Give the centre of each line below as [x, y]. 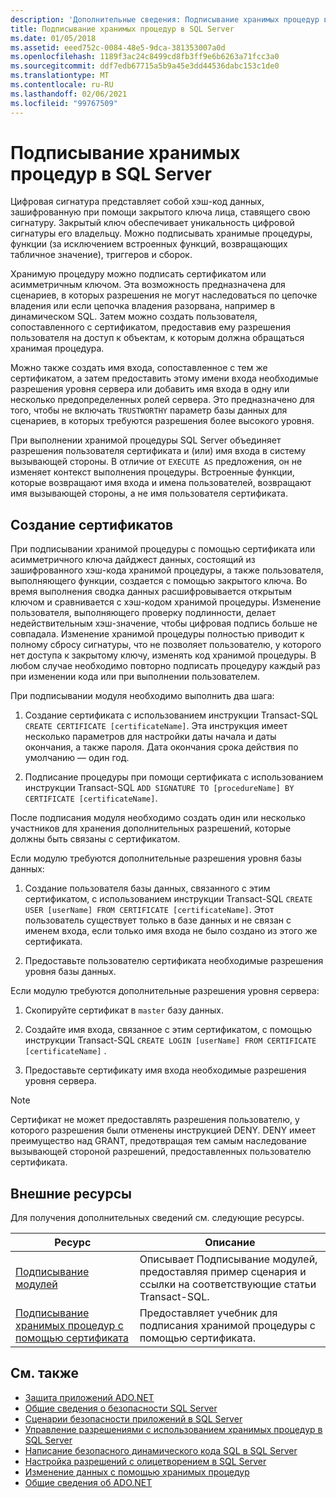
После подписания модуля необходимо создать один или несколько [158, 818]
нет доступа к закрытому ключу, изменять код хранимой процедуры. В [163, 655]
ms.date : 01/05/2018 [53, 38]
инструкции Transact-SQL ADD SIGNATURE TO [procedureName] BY [159, 788]
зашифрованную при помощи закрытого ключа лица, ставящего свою [160, 212]
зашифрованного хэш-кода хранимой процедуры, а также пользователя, [167, 570]
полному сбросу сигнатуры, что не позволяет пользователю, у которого [166, 645]
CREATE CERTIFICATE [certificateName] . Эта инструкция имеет [156, 726]
